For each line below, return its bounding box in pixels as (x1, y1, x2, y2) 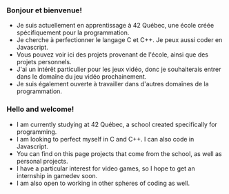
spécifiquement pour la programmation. (16, 28, 130, 37)
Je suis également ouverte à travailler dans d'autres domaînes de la (16, 80, 209, 88)
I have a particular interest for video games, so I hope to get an (16, 164, 195, 173)
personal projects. (16, 157, 68, 165)
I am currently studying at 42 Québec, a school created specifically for (16, 120, 218, 128)
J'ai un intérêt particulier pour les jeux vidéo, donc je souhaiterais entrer (16, 65, 221, 74)
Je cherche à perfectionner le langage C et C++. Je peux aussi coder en (16, 36, 223, 44)
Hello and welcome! (6, 104, 74, 114)
